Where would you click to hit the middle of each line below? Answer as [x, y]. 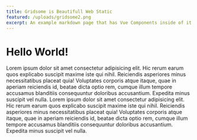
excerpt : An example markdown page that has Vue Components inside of [95, 22]
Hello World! [37, 52]
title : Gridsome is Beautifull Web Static [59, 12]
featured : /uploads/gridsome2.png [49, 17]
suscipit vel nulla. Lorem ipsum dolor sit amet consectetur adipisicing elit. [95, 100]
